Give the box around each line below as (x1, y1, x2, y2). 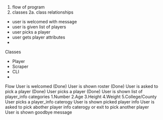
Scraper (12, 63, 28, 69)
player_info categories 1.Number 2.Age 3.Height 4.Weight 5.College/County (5, 94, 157, 100)
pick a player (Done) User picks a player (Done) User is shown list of (5, 89, 143, 94)
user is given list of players (12, 24, 66, 30)
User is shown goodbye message (5, 109, 72, 115)
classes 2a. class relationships (12, 9, 74, 15)
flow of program (12, 4, 45, 10)
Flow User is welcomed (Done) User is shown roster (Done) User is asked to (5, 83, 159, 89)
